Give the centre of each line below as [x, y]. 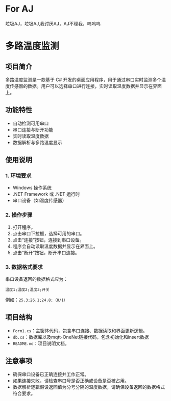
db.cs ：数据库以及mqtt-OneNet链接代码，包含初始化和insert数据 [81, 337]
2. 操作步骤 [19, 215]
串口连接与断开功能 [33, 129]
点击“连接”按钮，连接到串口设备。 [48, 239]
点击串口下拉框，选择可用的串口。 [48, 233]
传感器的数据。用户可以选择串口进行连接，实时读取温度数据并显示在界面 [86, 86]
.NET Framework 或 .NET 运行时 [46, 194]
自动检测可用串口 [31, 123]
